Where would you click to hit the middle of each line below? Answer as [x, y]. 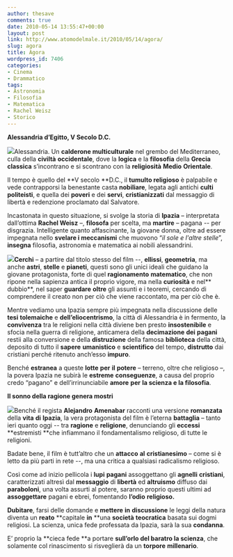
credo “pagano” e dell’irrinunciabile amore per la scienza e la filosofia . [109, 382]
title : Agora [26, 53]
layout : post [26, 33]
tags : [15, 85]
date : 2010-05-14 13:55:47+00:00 [56, 26]
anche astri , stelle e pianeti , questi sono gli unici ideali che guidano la [108, 267]
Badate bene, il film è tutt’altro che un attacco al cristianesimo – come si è [114, 453]
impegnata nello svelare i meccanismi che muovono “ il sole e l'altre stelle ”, [115, 237]
